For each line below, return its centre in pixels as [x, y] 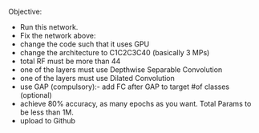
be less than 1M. [47, 112]
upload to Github [48, 121]
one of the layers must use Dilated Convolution [97, 78]
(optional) [36, 95]
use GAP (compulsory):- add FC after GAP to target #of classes [125, 87]
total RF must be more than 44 [70, 61]
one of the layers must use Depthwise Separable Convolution [121, 70]
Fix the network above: [58, 36]
